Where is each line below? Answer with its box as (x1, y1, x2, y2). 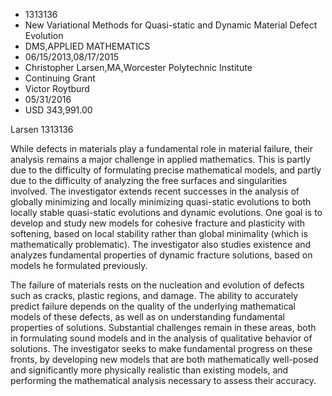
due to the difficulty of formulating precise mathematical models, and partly (10, 164, 322, 176)
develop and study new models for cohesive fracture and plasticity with (10, 217, 306, 229)
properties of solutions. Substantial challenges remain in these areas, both (10, 322, 317, 333)
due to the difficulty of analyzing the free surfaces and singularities (10, 175, 288, 186)
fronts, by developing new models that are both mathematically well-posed (10, 354, 319, 365)
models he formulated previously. (10, 260, 148, 271)
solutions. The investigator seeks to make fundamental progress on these (10, 343, 313, 354)
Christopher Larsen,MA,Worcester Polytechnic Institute (24, 62, 253, 73)
